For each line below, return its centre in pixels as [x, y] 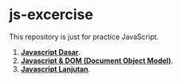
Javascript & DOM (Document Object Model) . [97, 61]
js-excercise [51, 15]
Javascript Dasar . [51, 52]
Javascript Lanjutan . [55, 68]
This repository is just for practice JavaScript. [84, 37]
